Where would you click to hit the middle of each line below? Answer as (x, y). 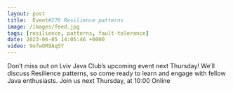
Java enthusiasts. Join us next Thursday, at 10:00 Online (89, 80)
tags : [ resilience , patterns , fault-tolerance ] (78, 33)
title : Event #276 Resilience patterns (66, 20)
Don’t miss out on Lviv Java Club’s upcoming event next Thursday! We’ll (111, 66)
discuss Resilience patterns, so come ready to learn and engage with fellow (116, 73)
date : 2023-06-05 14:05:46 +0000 (56, 40)
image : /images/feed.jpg (44, 26)
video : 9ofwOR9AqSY (36, 46)
